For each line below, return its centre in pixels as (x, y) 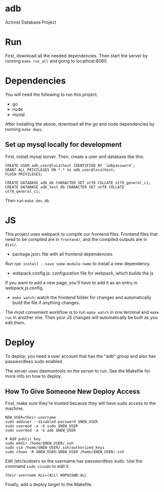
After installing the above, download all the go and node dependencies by (80, 124)
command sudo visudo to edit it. (37, 466)
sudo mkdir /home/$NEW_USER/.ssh (39, 443)
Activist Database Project (31, 22)
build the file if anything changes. (46, 303)
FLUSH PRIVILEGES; (24, 174)
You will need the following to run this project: (51, 94)
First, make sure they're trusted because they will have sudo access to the (81, 403)
